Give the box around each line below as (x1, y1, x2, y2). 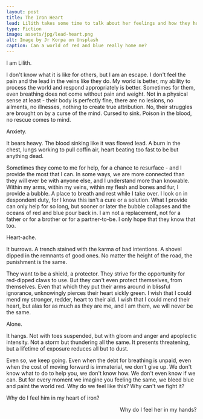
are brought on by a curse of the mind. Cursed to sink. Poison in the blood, (6, 110, 192, 117)
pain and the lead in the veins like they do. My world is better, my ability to (6, 77, 191, 85)
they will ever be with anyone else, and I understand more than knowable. (6, 177, 190, 184)
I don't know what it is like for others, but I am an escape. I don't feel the (6, 71, 186, 78)
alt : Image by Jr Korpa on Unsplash (6, 37, 98, 43)
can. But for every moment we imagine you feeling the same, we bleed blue (6, 376, 195, 383)
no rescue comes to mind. (6, 116, 71, 123)
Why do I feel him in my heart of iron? (6, 394, 100, 401)
